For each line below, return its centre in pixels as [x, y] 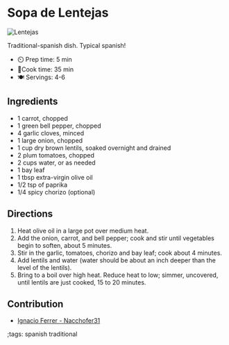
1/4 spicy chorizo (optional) [56, 192]
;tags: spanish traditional [42, 334]
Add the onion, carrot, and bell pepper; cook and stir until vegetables [116, 238]
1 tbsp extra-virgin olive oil [55, 177]
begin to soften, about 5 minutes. [65, 245]
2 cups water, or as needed [56, 162]
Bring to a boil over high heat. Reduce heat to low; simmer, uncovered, [118, 275]
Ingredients [33, 102]
